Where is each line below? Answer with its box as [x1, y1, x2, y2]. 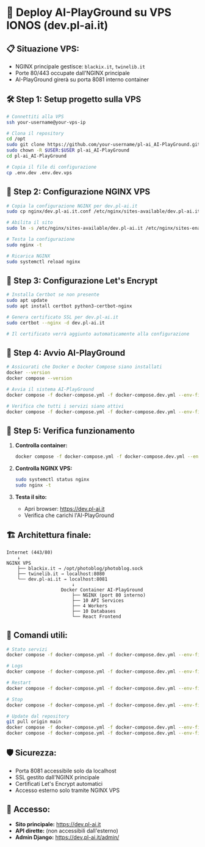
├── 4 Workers [71, 603, 108, 609]
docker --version [6, 370, 51, 376]
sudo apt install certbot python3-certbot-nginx [6, 303, 132, 309]
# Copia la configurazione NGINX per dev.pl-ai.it [6, 203, 138, 209]
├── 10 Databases [71, 608, 116, 614]
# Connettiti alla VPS [6, 113, 64, 120]
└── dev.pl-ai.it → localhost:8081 [17, 576, 108, 582]
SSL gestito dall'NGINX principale [15, 773, 99, 781]
